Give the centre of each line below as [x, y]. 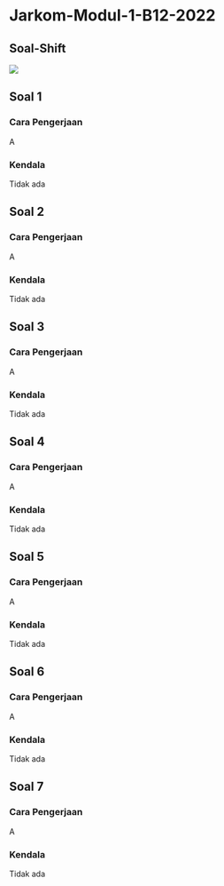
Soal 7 [27, 787]
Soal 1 [26, 97]
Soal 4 [27, 442]
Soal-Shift [38, 48]
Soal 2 [27, 212]
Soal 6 [27, 672]
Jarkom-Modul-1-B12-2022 [112, 16]
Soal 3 [27, 327]
